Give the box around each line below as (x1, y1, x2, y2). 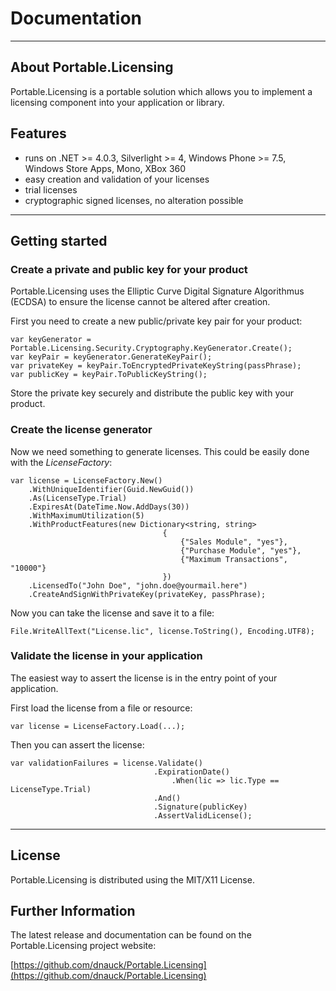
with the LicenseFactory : (10, 456, 113, 468)
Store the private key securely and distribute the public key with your (10, 387, 294, 399)
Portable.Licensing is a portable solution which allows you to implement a (10, 85, 313, 97)
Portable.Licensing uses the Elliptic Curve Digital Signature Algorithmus (10, 285, 305, 297)
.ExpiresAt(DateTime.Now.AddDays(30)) (28, 502, 190, 512)
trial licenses (24, 183, 78, 196)
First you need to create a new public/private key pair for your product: (10, 315, 303, 327)
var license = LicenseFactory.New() (10, 475, 163, 486)
